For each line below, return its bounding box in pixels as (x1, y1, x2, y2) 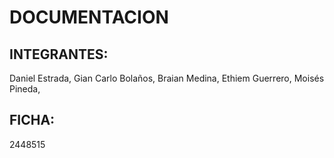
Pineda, (9, 83, 41, 95)
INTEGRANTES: (9, 46, 109, 63)
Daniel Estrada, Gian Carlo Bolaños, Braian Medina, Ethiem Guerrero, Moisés (9, 72, 325, 84)
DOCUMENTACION (9, 6, 169, 29)
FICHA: (9, 112, 56, 129)
